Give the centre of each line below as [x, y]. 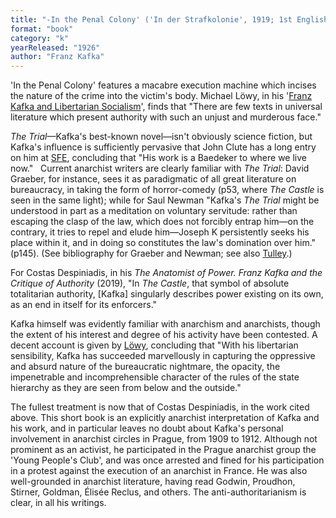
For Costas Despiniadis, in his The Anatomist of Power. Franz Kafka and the [166, 273]
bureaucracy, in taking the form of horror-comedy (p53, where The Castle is [167, 190]
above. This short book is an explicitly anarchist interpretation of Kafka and [165, 418]
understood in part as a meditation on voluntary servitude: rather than [154, 211]
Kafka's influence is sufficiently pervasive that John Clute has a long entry [163, 147]
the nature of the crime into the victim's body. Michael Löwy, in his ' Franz [161, 96]
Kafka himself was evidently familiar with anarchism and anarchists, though [165, 324]
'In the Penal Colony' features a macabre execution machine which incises [163, 85]
